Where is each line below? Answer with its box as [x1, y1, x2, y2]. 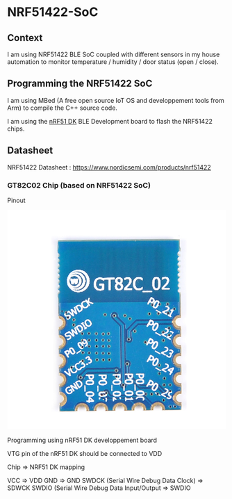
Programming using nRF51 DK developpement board [7, 436, 158, 444]
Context [7, 32, 43, 44]
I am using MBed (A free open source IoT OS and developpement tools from [7, 96, 224, 104]
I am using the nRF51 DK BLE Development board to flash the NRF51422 [7, 117, 213, 125]
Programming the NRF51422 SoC [7, 78, 153, 90]
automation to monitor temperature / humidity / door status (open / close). [7, 58, 219, 66]
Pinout [7, 196, 26, 204]
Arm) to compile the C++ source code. [7, 104, 118, 112]
